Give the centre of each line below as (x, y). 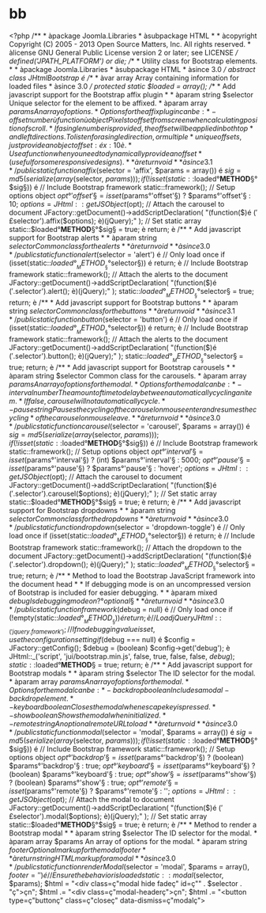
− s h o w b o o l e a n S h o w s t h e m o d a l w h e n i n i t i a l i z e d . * (88, 715)
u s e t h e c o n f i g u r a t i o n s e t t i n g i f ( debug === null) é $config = (103, 639)
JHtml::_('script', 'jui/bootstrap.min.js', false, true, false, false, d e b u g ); (122, 656)
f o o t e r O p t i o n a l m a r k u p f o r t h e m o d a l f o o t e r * (78, 850)
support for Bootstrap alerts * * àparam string (83, 238)
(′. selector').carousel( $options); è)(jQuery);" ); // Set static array (113, 494)
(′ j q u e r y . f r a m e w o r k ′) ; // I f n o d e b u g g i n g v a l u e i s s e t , (82, 630)
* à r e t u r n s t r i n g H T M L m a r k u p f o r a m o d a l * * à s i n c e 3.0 (92, 858)
